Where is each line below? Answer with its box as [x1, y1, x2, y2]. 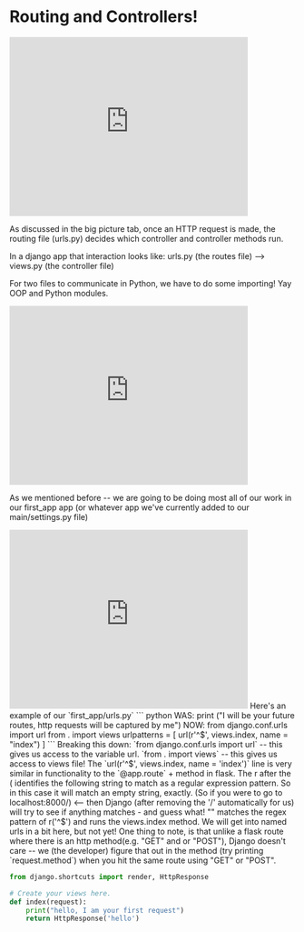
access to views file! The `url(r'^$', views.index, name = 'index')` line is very [9, 757, 292, 769]
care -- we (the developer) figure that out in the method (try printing [9, 845, 264, 856]
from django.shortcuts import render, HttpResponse [9, 872, 209, 881]
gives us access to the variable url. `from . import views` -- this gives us [9, 748, 279, 759]
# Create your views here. [9, 888, 112, 897]
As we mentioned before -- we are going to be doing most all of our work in [9, 492, 292, 503]
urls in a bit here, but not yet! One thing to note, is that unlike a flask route [9, 826, 284, 837]
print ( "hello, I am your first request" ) [25, 906, 184, 915]
